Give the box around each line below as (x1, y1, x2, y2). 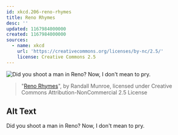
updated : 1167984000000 (6, 25, 67, 32)
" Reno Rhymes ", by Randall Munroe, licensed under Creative (21, 82, 173, 90)
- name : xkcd (12, 43, 45, 49)
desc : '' (6, 20, 28, 26)
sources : (6, 37, 28, 43)
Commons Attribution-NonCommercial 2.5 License (21, 88, 148, 96)
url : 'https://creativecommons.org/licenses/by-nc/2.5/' (17, 48, 164, 54)
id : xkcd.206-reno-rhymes (6, 8, 71, 15)
